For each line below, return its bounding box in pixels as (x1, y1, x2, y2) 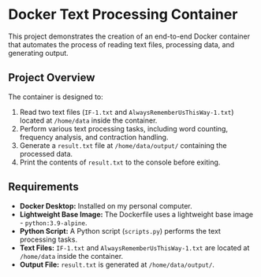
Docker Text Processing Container (8, 6, 238, 24)
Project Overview (8, 71, 95, 84)
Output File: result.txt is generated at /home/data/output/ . (19, 260, 215, 269)
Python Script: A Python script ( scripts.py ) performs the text (19, 226, 221, 235)
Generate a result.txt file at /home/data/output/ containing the (19, 140, 227, 150)
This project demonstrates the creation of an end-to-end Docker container (8, 31, 251, 41)
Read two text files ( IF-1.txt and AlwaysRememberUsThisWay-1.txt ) (19, 107, 234, 116)
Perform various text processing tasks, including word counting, (19, 124, 229, 133)
